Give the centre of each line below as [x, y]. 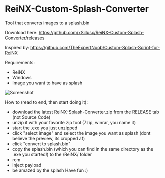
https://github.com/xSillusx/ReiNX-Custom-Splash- [91, 32]
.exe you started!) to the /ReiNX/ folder [52, 154]
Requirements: [20, 62]
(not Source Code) [31, 117]
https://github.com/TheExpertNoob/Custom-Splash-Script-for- [95, 47]
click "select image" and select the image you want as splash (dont [81, 133]
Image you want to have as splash [47, 83]
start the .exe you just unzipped [45, 128]
